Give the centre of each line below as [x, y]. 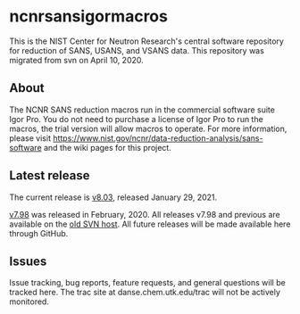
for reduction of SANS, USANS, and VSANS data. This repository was [137, 50]
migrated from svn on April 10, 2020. [77, 60]
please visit [30, 138]
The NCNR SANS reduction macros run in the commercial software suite [142, 110]
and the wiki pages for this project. [107, 147]
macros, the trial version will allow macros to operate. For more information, [148, 128]
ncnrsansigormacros [88, 17]
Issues [28, 261]
